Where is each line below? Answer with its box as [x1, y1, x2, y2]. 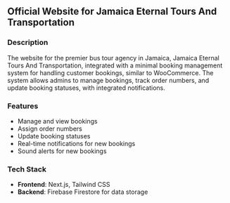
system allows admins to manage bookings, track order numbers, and [7, 76, 210, 84]
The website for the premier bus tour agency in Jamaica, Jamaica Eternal [7, 53, 219, 62]
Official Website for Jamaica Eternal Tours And [7, 6, 217, 18]
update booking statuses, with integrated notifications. [7, 84, 165, 92]
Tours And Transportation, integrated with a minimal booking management [7, 61, 223, 70]
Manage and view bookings [17, 117, 98, 125]
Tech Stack [7, 164, 47, 174]
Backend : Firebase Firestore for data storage [17, 188, 148, 196]
